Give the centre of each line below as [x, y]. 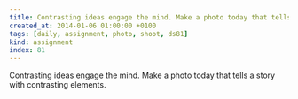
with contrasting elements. [58, 85]
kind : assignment [41, 42]
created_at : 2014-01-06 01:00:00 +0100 [83, 26]
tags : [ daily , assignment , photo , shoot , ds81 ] [99, 34]
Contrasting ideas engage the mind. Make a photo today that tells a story [142, 75]
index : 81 [27, 50]
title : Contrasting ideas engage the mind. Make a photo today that [138, 17]
